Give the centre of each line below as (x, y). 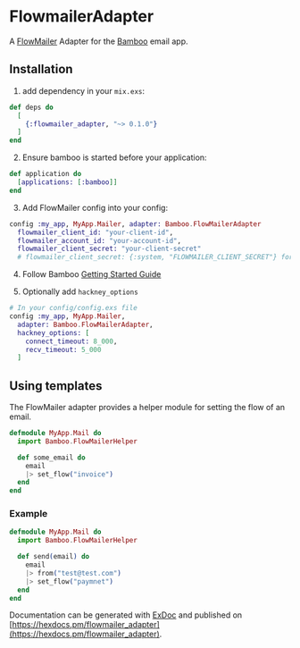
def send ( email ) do (54, 557)
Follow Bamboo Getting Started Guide (92, 274)
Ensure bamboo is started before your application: (114, 157)
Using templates (56, 386)
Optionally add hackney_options (80, 291)
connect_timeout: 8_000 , (71, 341)
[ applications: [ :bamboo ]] (67, 182)
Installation (41, 69)
